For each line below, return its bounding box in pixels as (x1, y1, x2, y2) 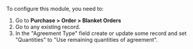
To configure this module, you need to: (6, 5, 104, 12)
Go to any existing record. (15, 24, 81, 30)
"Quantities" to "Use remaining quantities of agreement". (15, 36, 158, 43)
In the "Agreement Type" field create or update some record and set (15, 30, 187, 37)
